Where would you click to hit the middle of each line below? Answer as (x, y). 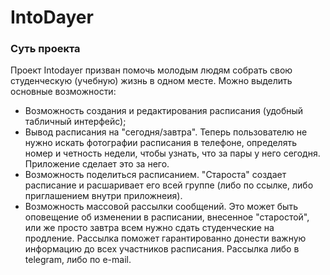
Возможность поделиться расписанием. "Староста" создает (155, 175)
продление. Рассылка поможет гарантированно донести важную (165, 238)
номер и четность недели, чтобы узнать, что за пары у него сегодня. (172, 153)
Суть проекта (45, 49)
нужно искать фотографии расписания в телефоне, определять (160, 143)
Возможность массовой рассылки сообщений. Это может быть (161, 207)
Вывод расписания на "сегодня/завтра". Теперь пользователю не (166, 132)
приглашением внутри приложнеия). (103, 196)
